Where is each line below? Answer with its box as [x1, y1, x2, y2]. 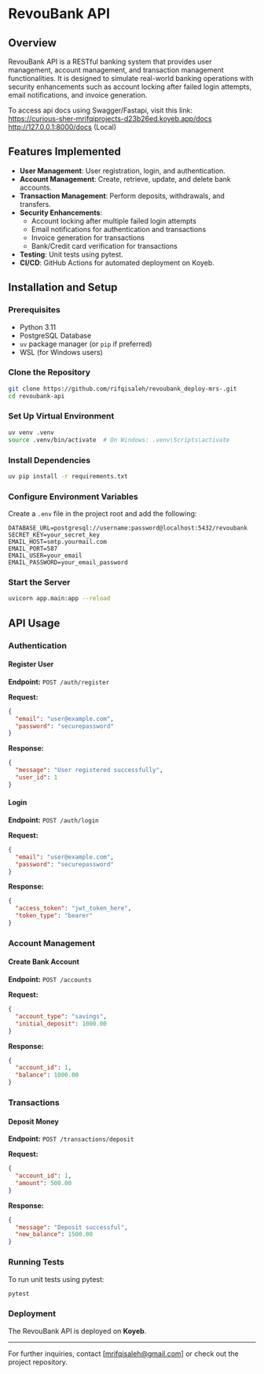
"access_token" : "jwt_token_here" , [15, 904, 132, 913]
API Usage [8, 616, 60, 630]
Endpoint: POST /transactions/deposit [8, 1134, 134, 1143]
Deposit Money [8, 1117, 59, 1126]
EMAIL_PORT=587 [8, 545, 58, 553]
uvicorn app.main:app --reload [8, 595, 111, 603]
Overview [8, 36, 57, 50]
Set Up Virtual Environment [8, 411, 115, 422]
